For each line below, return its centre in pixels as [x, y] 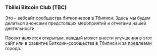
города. [13, 49]
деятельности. [21, 28]
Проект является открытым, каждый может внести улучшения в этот [79, 38]
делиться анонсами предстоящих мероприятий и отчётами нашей [76, 23]
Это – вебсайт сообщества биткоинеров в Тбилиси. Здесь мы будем [78, 18]
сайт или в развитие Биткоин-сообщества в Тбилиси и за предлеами [78, 43]
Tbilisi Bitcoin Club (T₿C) [36, 7]
